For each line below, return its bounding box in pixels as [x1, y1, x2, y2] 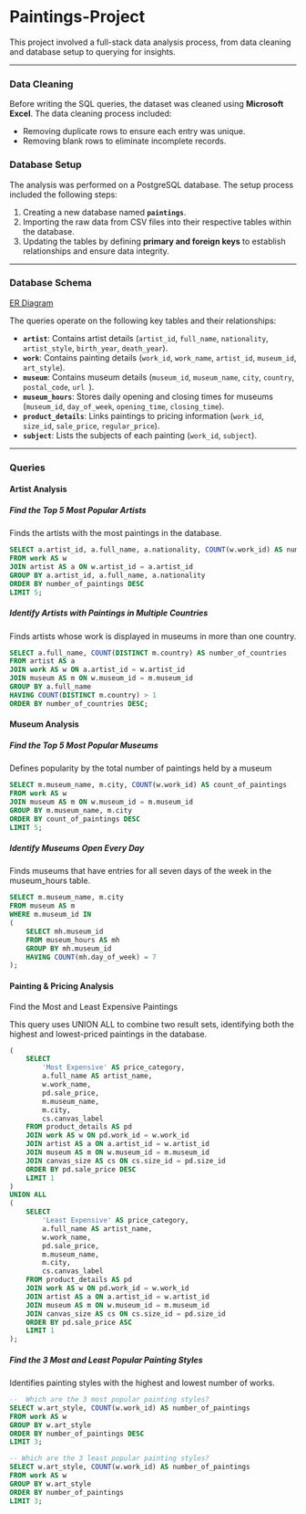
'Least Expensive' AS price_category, [42, 1216, 189, 1225]
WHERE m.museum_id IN [9, 910, 92, 920]
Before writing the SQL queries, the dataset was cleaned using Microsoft [9, 99, 284, 110]
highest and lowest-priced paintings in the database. [9, 1028, 208, 1039]
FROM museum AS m [9, 901, 76, 910]
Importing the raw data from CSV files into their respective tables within [22, 216, 291, 227]
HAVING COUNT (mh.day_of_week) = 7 [25, 952, 157, 962]
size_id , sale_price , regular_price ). [22, 420, 160, 431]
